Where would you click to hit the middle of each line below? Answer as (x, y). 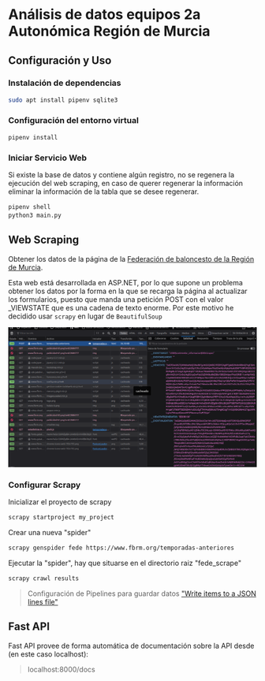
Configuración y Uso (60, 60)
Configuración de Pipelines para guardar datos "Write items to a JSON (142, 594)
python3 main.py (35, 216)
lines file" (43, 601)
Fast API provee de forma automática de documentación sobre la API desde (131, 646)
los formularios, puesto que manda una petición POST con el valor (116, 299)
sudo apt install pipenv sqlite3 (63, 100)
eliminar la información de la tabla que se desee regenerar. (104, 192)
